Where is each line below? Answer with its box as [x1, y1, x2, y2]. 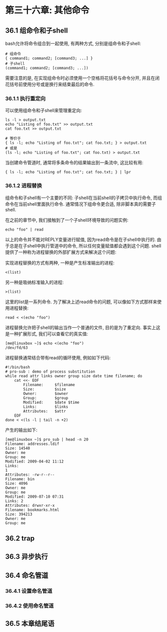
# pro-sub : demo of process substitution [5, 369, 95, 374]
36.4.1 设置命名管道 [5, 587, 53, 594]
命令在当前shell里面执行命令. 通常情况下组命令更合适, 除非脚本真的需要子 [5, 201, 156, 207]
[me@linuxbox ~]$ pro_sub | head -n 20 [5, 437, 89, 442]
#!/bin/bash [5, 365, 30, 370]
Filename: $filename [23, 382, 75, 387]
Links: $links [23, 404, 69, 409]
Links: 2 [5, 498, 24, 503]
